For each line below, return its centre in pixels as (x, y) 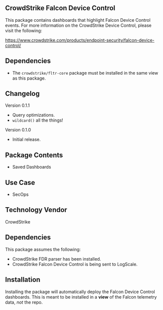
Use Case (20, 182)
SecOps (20, 194)
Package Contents (34, 155)
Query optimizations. (34, 115)
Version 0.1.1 (18, 105)
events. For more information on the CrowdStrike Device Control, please (78, 25)
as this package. (29, 78)
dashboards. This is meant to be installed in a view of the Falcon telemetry (81, 297)
